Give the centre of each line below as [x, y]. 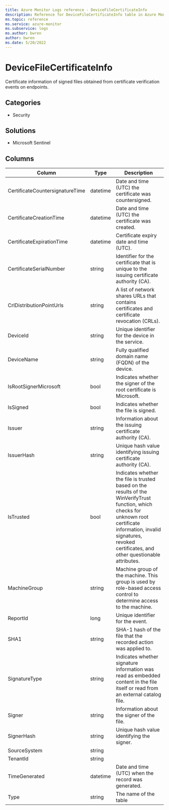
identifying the [133, 736]
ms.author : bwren [23, 33]
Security [21, 115]
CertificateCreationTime [36, 218]
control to [127, 594]
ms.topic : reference [27, 19]
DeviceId [18, 335]
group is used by [135, 582]
